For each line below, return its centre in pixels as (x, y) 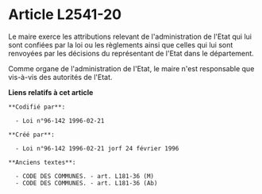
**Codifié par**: (37, 107)
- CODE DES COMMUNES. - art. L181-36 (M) (85, 176)
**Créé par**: (32, 135)
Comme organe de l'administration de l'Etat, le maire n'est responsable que (131, 68)
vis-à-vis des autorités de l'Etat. (60, 77)
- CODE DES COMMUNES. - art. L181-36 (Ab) (87, 183)
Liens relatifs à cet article (51, 92)
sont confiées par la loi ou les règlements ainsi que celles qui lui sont (121, 44)
